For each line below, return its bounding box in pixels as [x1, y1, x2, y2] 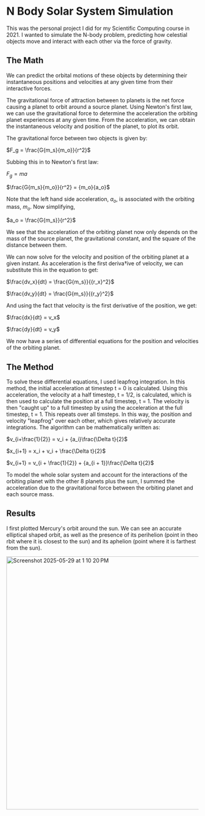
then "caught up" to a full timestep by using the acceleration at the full [6, 404, 183, 411]
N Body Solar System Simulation [6, 4, 174, 18]
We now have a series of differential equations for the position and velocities [6, 338, 199, 345]
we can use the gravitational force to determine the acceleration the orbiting [6, 109, 198, 117]
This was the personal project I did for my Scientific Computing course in [6, 25, 190, 32]
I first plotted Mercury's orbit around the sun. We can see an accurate [6, 524, 182, 532]
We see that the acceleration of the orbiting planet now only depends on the [6, 229, 198, 236]
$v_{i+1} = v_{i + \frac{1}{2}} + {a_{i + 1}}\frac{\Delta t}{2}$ [6, 459, 154, 466]
